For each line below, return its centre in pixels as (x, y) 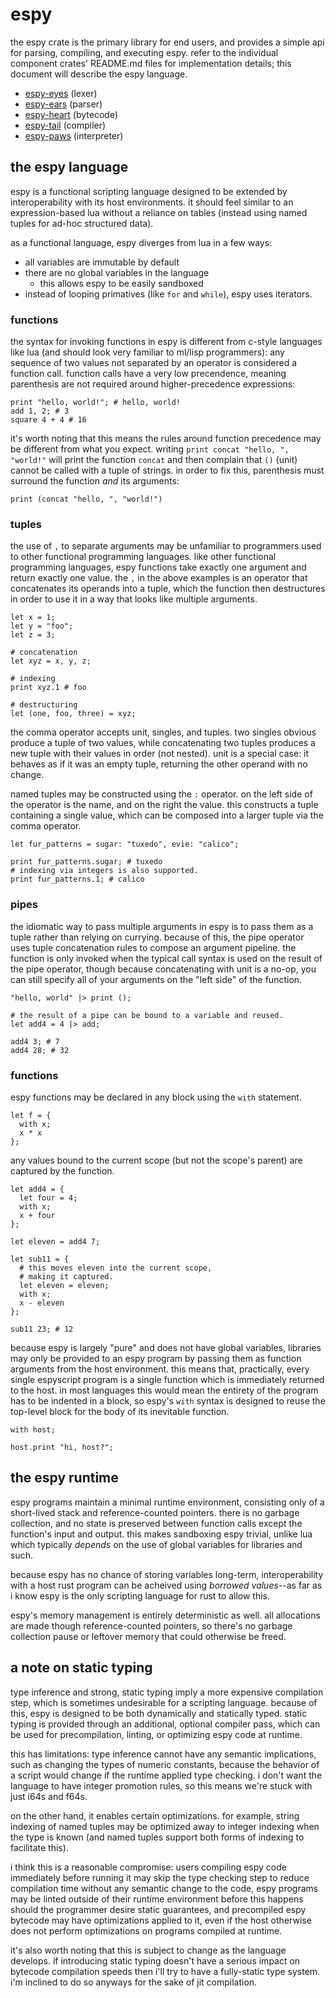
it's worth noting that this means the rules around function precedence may (166, 439)
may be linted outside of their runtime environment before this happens (157, 1899)
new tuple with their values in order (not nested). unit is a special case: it (160, 754)
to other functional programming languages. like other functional (143, 557)
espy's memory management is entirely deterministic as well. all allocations (165, 1615)
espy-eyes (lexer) (61, 93)
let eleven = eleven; (64, 1285)
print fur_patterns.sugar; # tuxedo (86, 862)
